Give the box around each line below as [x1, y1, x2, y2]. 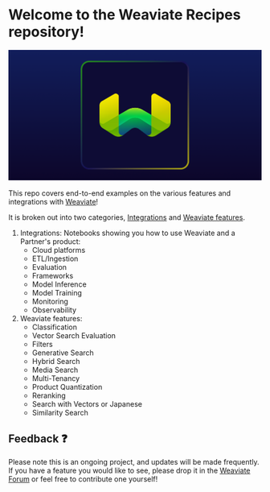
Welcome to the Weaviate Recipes [8, 6, 241, 24]
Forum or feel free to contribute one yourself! [8, 474, 158, 484]
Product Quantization [31, 382, 103, 391]
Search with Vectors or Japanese [31, 399, 143, 408]
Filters [31, 339, 54, 349]
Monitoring [31, 296, 68, 306]
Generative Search [31, 348, 94, 358]
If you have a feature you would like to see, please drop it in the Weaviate [8, 465, 251, 476]
